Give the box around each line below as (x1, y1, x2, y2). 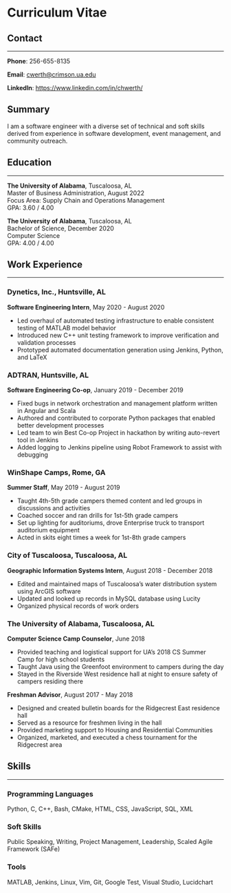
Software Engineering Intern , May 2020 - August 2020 (7, 303, 165, 311)
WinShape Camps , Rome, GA (7, 468, 106, 477)
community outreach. (7, 137, 68, 145)
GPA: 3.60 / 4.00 (7, 203, 54, 212)
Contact (7, 32, 43, 44)
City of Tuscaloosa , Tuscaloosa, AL (7, 550, 128, 560)
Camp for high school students (16, 655, 105, 663)
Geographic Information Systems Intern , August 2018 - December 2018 (7, 566, 213, 574)
